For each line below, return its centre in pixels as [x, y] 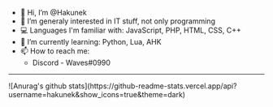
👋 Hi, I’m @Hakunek [53, 13]
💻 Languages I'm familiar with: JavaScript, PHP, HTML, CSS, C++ [130, 30]
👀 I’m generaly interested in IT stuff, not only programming [117, 21]
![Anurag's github [38, 86]
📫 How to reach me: [55, 51]
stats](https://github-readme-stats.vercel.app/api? [153, 86]
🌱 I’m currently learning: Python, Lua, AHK [91, 42]
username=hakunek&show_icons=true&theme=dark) [97, 94]
